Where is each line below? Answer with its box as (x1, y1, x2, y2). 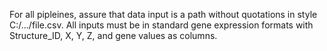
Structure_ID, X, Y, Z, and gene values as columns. (9, 30, 218, 41)
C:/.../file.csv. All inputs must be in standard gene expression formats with (9, 19, 314, 31)
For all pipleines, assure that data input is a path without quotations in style (9, 9, 318, 20)
